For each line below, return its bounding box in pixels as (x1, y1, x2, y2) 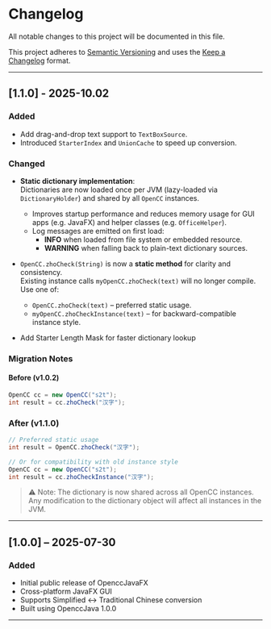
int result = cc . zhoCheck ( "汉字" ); (8, 398, 126, 406)
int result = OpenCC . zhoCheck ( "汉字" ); (8, 443, 140, 452)
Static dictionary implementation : (19, 176, 135, 185)
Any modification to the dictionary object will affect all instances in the (27, 496, 262, 506)
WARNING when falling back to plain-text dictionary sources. (44, 243, 248, 252)
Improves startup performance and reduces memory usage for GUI (31, 209, 256, 219)
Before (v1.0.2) (8, 373, 60, 383)
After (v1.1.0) (8, 417, 60, 428)
